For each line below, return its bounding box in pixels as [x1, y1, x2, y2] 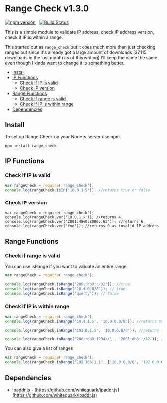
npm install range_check [5, 143, 57, 148]
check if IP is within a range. [5, 34, 63, 40]
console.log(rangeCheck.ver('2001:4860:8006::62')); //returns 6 [5, 219, 143, 224]
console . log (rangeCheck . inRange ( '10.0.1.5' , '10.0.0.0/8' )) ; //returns [5, 319, 157, 324]
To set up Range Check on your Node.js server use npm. [5, 134, 121, 139]
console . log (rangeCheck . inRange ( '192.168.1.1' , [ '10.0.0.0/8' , [5, 360, 139, 365]
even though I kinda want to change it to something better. [5, 60, 125, 66]
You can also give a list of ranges [5, 345, 73, 351]
